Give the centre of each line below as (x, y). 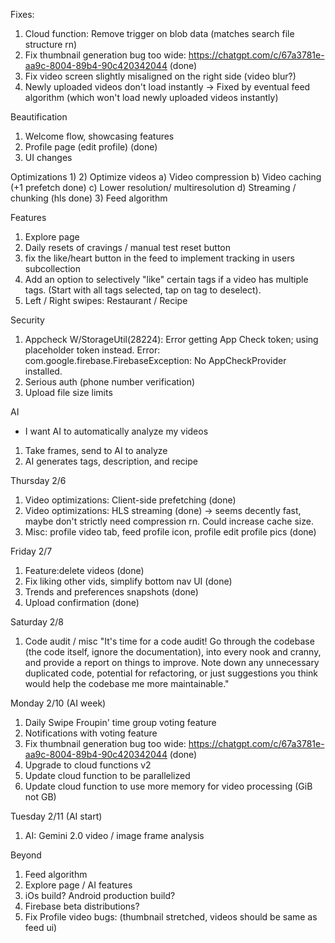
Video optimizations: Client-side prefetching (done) (130, 500)
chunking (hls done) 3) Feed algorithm (89, 198)
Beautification (39, 117)
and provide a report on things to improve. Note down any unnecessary (172, 662)
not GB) (40, 797)
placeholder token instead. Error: (92, 350)
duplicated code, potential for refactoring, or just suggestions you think (171, 673)
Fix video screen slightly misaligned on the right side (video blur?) (160, 76)
